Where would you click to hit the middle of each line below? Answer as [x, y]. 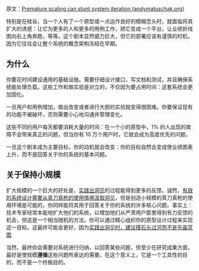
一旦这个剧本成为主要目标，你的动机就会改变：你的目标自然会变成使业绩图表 [99, 146]
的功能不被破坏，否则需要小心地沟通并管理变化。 [66, 114]
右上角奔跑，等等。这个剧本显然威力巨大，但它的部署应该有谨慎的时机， [105, 36]
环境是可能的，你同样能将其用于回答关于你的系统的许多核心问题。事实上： [102, 205]
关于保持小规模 [33, 175]
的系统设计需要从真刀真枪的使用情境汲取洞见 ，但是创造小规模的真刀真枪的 [97, 197]
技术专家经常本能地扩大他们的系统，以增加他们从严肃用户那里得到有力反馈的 [99, 212]
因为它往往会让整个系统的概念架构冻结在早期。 [63, 44]
